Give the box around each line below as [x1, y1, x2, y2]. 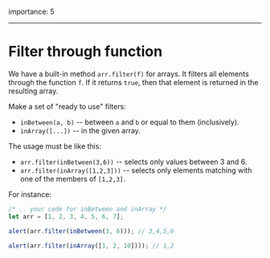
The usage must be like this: [8, 141, 102, 151]
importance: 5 [8, 7, 55, 16]
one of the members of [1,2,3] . [19, 174, 126, 183]
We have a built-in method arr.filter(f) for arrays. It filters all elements [8, 68, 249, 79]
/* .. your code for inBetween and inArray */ [8, 205, 167, 213]
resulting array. [8, 86, 59, 96]
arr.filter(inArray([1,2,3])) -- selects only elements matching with [19, 165, 252, 175]
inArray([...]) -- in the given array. [19, 125, 141, 135]
